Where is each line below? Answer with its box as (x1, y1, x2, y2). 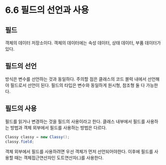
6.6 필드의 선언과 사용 (5, 4, 89, 16)
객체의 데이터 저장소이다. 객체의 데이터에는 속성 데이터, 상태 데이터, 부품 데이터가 (5, 40, 161, 46)
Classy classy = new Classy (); (5, 134, 70, 139)
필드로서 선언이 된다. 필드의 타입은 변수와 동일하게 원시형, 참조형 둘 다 (10, 82, 145, 88)
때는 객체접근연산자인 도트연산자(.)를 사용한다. (14, 155, 104, 161)
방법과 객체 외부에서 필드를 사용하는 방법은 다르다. (10, 124, 107, 130)
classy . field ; (5, 139, 35, 144)
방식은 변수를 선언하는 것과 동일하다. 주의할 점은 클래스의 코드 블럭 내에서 (5, 76, 147, 82)
